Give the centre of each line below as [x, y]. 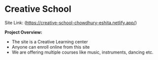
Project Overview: [23, 32]
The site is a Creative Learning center [50, 42]
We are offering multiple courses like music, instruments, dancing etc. [82, 52]
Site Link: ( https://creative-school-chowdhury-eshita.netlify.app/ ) [71, 23]
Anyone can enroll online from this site [51, 47]
